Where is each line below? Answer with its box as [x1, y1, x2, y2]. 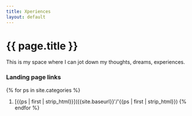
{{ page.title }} [6, 39, 78, 53]
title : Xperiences [6, 8, 51, 15]
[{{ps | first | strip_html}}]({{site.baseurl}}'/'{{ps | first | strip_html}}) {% [14, 98, 187, 105]
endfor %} [14, 104, 40, 111]
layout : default [6, 14, 46, 20]
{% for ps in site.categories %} [6, 86, 81, 94]
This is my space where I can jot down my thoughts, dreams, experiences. [6, 59, 186, 66]
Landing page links [6, 73, 61, 81]
